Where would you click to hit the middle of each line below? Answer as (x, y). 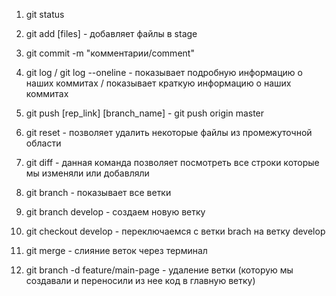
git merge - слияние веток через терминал (116, 250)
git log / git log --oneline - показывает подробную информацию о (164, 72)
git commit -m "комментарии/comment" (110, 53)
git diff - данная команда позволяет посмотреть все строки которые (172, 162)
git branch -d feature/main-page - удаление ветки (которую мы (159, 270)
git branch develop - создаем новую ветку (115, 212)
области (43, 143)
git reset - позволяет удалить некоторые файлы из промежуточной (169, 132)
